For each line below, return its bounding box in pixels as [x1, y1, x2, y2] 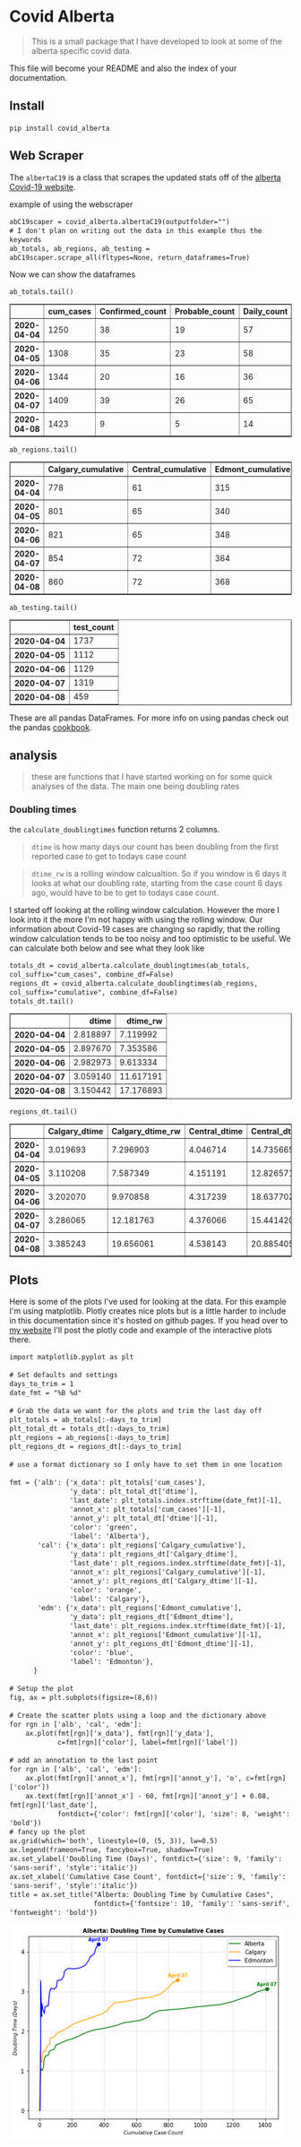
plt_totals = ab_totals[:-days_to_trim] [9, 1416, 163, 1425]
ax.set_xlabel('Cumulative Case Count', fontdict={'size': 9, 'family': [9, 1873, 287, 1882]
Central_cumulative [132, 464, 207, 475]
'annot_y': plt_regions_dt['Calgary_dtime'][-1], [69, 1577, 258, 1586]
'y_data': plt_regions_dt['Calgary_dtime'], [69, 1550, 239, 1559]
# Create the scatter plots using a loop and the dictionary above [9, 1712, 267, 1720]
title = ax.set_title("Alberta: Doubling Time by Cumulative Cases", [9, 1891, 275, 1900]
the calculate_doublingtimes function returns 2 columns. [9, 823, 220, 834]
